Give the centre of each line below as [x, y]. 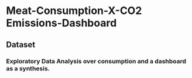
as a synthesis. [28, 68]
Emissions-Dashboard [61, 23]
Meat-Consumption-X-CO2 [74, 11]
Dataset [21, 45]
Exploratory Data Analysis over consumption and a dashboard [96, 61]
